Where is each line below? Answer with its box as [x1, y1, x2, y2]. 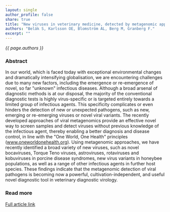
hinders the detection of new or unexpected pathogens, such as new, [5, 107, 150, 113]
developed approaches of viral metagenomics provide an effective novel [5, 118, 156, 124]
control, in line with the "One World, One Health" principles [5, 134, 128, 140]
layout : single [5, 7, 37, 13]
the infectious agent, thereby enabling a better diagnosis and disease [5, 128, 150, 134]
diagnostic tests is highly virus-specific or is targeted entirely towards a [5, 96, 154, 102]
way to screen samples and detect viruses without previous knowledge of [5, 123, 159, 129]
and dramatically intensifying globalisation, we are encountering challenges [5, 75, 163, 81]
